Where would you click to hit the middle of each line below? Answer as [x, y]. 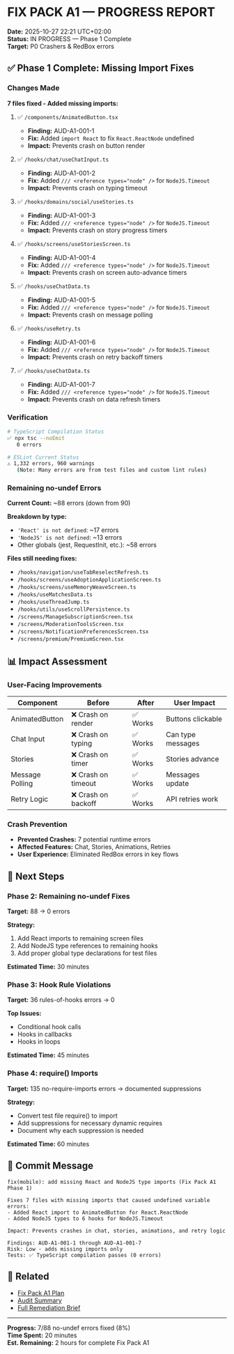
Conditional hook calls [49, 1027]
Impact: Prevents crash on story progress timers [97, 230]
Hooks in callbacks [45, 1034]
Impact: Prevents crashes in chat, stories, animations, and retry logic [117, 1231]
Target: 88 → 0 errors [39, 911]
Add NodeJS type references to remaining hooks [87, 946]
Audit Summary [40, 1300]
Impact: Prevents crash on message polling [90, 314]
